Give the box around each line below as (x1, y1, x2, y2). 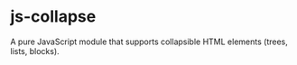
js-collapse (10, 6, 97, 27)
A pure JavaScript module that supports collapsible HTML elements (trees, (10, 36, 288, 47)
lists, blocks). (10, 45, 60, 56)
